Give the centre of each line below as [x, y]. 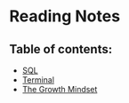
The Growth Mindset [60, 89]
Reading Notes [65, 16]
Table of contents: [61, 49]
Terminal [38, 80]
